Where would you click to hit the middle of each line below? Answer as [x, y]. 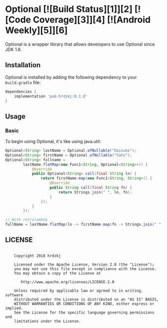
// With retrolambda [27, 220]
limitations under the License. [47, 321]
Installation [23, 65]
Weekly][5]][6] [37, 30]
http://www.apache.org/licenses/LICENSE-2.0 [67, 282]
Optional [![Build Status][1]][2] [69, 9]
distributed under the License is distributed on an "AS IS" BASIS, [86, 299]
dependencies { [21, 91]
